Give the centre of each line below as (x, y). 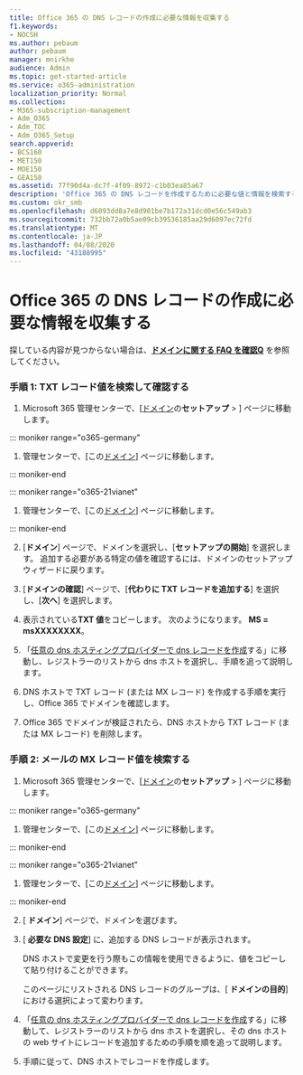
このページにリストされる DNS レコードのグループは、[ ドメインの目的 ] (155, 989)
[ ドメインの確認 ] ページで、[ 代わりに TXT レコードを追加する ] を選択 (151, 589)
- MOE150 (26, 169)
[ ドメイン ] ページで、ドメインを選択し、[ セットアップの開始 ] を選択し (153, 547)
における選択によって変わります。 (85, 1000)
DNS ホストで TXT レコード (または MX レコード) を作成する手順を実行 (154, 692)
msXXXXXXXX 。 (56, 631)
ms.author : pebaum (44, 43)
